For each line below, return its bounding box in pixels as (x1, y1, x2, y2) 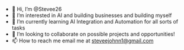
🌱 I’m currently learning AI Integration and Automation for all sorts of (11, 18, 179, 25)
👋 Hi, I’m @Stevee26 (11, 6, 62, 12)
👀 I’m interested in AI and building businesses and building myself (11, 12, 172, 19)
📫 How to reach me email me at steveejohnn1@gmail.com (11, 37, 154, 44)
